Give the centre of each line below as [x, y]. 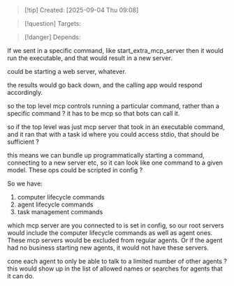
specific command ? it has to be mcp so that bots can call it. [94, 113]
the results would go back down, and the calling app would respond [105, 85]
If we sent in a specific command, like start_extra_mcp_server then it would [115, 51]
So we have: [25, 183]
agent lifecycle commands [55, 204]
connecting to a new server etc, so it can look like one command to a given [115, 163]
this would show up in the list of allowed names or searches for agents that [115, 269]
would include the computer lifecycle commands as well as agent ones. [110, 233]
